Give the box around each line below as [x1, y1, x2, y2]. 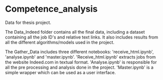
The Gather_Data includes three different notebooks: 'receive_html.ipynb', [5, 49, 154, 55]
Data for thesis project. [5, 20, 51, 25]
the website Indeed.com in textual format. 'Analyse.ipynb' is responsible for [5, 59, 157, 65]
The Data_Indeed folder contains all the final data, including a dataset [5, 29, 145, 35]
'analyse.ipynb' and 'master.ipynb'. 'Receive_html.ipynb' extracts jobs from [5, 54, 156, 60]
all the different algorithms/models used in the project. [5, 39, 115, 45]
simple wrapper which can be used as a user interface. [5, 69, 116, 75]
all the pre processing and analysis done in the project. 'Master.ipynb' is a [5, 64, 154, 70]
